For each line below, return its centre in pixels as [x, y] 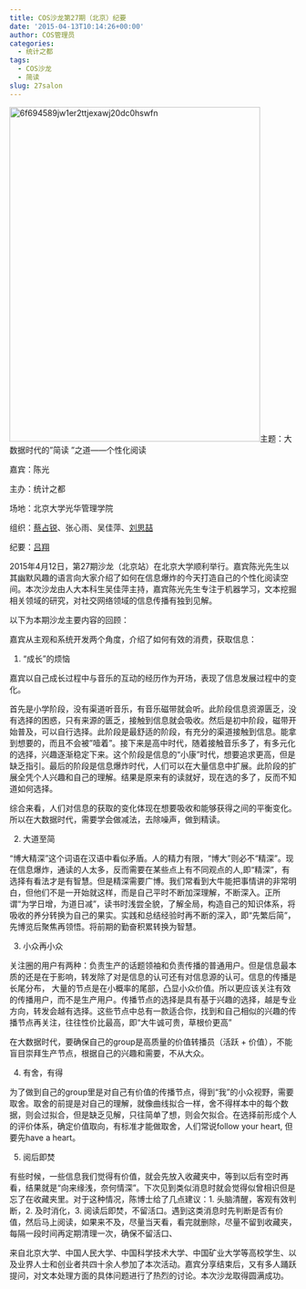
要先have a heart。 [45, 1138]
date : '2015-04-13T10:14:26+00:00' [77, 26]
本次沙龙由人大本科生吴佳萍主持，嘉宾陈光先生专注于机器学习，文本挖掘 [161, 588]
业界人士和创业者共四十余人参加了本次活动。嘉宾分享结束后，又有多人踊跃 [157, 1263]
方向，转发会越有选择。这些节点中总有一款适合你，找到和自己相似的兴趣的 [149, 1011]
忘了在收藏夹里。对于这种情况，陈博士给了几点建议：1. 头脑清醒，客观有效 [149, 1199]
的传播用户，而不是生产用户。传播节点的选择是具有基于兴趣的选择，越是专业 [153, 999]
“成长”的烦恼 [46, 659]
